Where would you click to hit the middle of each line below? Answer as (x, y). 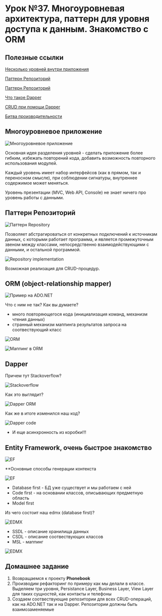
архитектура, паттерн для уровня (77, 19)
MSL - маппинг (28, 542)
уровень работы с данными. (35, 197)
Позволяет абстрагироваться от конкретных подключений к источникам (81, 234)
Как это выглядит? (24, 394)
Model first (23, 503)
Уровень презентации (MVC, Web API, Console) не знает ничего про (76, 192)
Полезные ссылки (34, 57)
